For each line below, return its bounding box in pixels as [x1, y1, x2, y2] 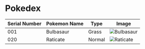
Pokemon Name [46, 20, 84, 27]
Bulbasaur [46, 28, 69, 35]
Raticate [46, 36, 65, 43]
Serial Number [7, 20, 42, 27]
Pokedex [5, 3, 41, 14]
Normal [88, 36, 105, 43]
